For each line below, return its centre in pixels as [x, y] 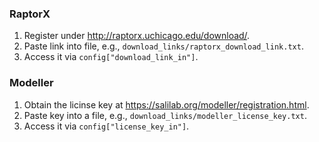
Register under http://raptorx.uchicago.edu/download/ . [137, 36]
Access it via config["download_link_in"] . [111, 57]
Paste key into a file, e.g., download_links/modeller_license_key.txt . [165, 115]
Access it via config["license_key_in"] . [106, 126]
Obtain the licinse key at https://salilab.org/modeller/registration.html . [166, 104]
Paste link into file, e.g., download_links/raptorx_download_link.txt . [163, 46]
